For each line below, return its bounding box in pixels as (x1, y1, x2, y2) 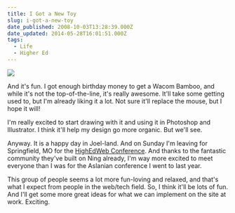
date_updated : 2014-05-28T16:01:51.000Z (7, 30, 128, 37)
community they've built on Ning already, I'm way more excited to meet (7, 154, 213, 162)
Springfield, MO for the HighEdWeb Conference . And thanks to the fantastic (7, 146, 227, 155)
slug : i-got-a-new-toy (7, 17, 74, 24)
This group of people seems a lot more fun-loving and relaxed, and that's (7, 175, 219, 183)
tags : (7, 37, 23, 44)
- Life (13, 43, 33, 50)
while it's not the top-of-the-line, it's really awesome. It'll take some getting (7, 89, 224, 98)
